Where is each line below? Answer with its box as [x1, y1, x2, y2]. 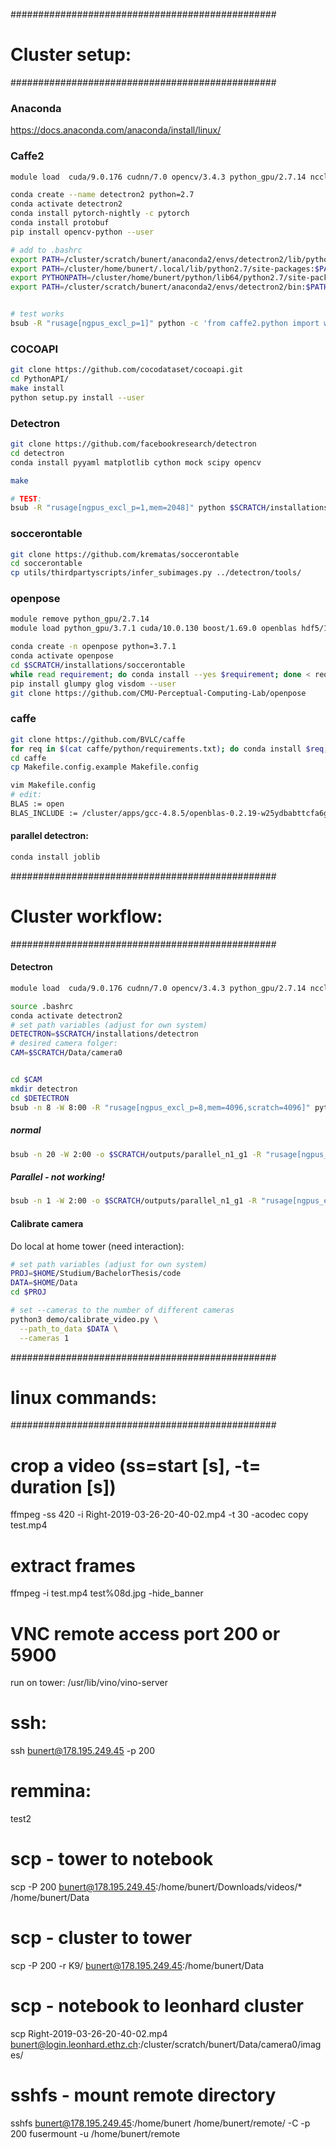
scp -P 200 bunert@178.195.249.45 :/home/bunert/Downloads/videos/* [10, 1881, 303, 1893]
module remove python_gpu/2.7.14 [10, 614, 150, 624]
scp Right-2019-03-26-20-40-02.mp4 [10, 2027, 168, 2039]
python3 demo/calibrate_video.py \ [10, 1314, 159, 1324]
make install [10, 383, 65, 393]
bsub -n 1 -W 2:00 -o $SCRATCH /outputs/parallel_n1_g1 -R [10, 1196, 257, 1206]
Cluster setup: [10, 44, 132, 66]
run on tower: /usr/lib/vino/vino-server [10, 1677, 168, 1689]
